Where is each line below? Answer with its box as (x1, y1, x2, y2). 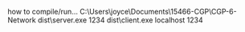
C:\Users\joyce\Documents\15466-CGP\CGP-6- (79, 7, 238, 16)
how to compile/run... (7, 7, 78, 16)
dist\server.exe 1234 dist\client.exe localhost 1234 (38, 15, 204, 25)
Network (7, 15, 37, 25)
